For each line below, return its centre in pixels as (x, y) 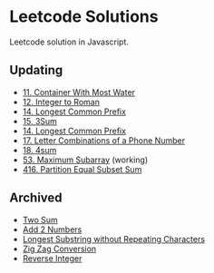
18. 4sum (39, 150)
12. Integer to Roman (61, 102)
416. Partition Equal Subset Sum (82, 169)
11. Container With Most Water (79, 92)
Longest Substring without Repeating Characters (114, 239)
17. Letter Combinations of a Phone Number (104, 140)
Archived (36, 198)
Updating (36, 70)
